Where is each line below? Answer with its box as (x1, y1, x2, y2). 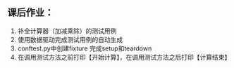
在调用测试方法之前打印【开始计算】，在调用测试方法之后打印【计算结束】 (17, 53, 231, 61)
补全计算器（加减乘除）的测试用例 (17, 27, 117, 35)
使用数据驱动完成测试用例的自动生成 (17, 35, 123, 43)
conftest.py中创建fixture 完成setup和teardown (17, 44, 152, 53)
